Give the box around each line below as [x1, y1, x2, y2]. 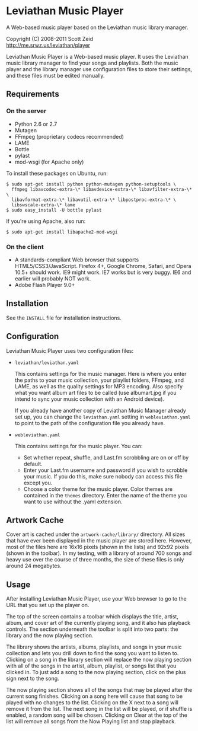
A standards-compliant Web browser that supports [14, 256, 139, 263]
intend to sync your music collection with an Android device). [14, 395, 165, 403]
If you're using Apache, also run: [6, 218, 86, 225]
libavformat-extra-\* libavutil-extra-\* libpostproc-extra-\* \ [11, 197, 177, 203]
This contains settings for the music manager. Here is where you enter [14, 370, 187, 377]
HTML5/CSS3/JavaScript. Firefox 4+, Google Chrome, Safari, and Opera [14, 262, 191, 269]
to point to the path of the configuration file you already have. [14, 419, 165, 426]
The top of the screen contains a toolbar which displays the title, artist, [6, 613, 179, 620]
